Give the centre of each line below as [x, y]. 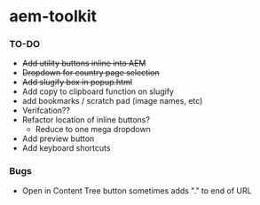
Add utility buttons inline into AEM [84, 63]
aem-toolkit [53, 16]
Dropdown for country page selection [91, 73]
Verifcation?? [46, 110]
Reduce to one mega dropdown [93, 130]
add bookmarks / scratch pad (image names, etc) [112, 101]
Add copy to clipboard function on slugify [98, 91]
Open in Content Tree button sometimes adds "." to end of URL [137, 190]
